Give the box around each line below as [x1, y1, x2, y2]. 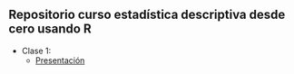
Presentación [34, 54, 85, 66]
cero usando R [8, 22, 92, 37]
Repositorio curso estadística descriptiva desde [8, 7, 286, 23]
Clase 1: [21, 45, 52, 56]
